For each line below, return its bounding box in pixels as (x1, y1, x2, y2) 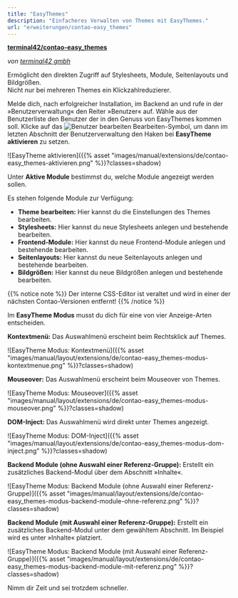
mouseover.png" (7, 404, 56, 413)
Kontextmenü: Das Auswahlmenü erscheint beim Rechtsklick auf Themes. (7, 332, 227, 341)
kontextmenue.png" (7, 361, 66, 370)
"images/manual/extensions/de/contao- (111, 151, 229, 160)
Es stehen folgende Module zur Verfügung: (7, 194, 134, 203)
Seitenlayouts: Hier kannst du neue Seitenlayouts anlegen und (17, 253, 202, 262)
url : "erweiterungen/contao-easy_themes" (7, 23, 133, 31)
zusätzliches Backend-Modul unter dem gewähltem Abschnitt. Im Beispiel (7, 526, 224, 535)
